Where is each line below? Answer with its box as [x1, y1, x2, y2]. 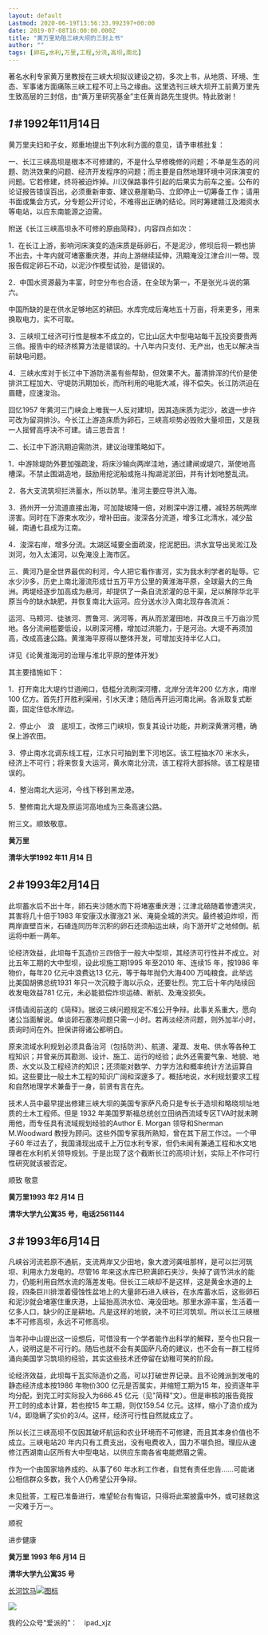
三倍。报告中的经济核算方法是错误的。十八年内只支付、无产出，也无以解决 [8, 341, 253, 351]
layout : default [8, 11, 62, 20]
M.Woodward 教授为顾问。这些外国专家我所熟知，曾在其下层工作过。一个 [8, 1128, 250, 1137]
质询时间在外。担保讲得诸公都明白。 [8, 1024, 128, 1034]
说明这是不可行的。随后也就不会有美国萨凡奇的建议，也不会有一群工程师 [22, 1344, 260, 1353]
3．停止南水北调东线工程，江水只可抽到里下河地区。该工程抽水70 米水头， [8, 747, 254, 758]
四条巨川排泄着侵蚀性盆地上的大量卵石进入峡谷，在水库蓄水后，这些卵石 [22, 1287, 260, 1297]
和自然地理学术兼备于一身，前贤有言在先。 [8, 1081, 148, 1091]
